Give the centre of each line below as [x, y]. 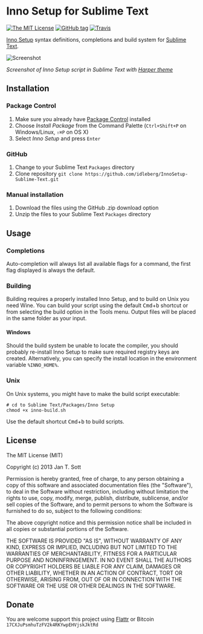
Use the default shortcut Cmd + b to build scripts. [66, 421]
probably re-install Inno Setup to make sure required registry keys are [93, 352]
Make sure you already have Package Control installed [83, 119]
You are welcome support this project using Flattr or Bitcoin [80, 619]
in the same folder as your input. [47, 319]
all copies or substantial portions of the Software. [67, 529]
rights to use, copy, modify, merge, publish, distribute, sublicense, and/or [97, 498]
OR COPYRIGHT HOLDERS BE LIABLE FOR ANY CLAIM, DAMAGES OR [94, 566]
